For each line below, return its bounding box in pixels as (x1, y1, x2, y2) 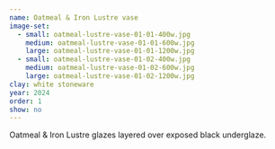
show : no (9, 105, 42, 114)
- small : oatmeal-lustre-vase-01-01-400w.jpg (17, 30, 191, 39)
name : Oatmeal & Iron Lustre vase (9, 13, 139, 22)
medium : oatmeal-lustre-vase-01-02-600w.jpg (25, 64, 195, 73)
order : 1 (9, 96, 42, 106)
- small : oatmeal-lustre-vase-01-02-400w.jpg (17, 55, 191, 64)
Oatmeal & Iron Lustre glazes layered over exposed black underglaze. (9, 129, 267, 140)
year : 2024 (9, 88, 50, 97)
